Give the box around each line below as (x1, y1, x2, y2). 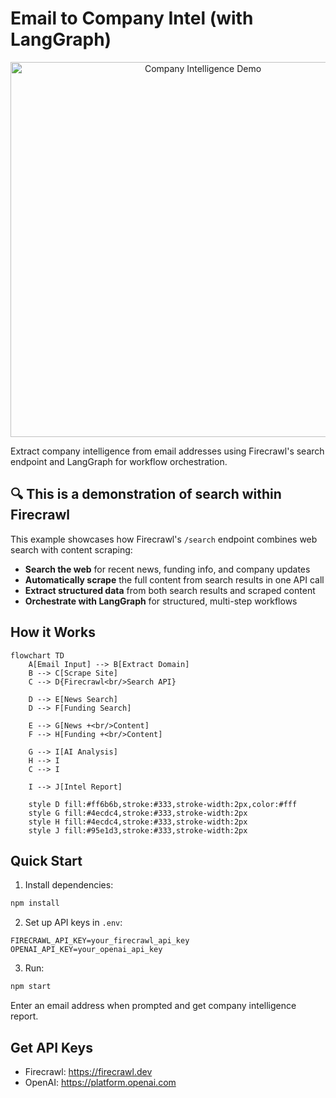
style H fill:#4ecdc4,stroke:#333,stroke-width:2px (28, 817, 248, 827)
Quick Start (10, 852, 83, 869)
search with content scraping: (10, 543, 133, 556)
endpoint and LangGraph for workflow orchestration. (10, 455, 228, 467)
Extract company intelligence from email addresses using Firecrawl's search (10, 445, 325, 457)
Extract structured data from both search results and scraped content (24, 584, 316, 596)
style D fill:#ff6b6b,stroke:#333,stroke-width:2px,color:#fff (28, 799, 298, 809)
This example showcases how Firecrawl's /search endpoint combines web (10, 533, 318, 545)
